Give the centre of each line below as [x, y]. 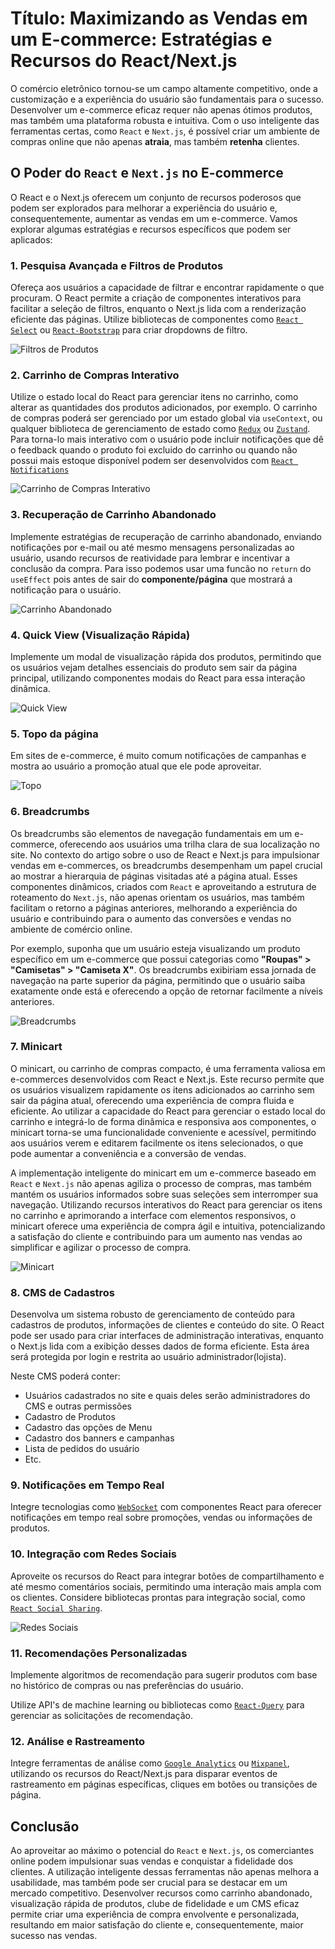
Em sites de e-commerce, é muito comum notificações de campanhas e [158, 756]
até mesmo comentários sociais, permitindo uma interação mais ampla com [166, 1586]
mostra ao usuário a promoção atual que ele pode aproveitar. [136, 766]
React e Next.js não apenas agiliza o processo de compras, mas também [161, 1183]
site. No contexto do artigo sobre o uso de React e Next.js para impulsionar [165, 854]
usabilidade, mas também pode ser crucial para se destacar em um [149, 1883]
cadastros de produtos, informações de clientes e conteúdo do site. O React [167, 1325]
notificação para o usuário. [66, 589]
